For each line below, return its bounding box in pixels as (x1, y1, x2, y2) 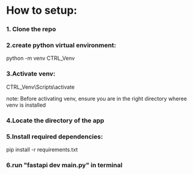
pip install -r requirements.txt (6, 146, 78, 153)
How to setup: (6, 4, 77, 17)
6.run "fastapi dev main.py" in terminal (6, 161, 123, 169)
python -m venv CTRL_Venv (6, 55, 75, 62)
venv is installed (6, 101, 46, 108)
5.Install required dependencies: (6, 132, 103, 141)
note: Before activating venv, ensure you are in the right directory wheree (6, 95, 187, 102)
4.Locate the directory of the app (6, 116, 105, 125)
